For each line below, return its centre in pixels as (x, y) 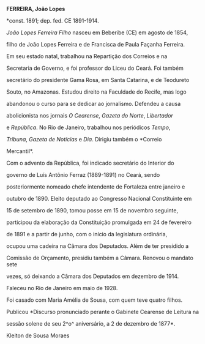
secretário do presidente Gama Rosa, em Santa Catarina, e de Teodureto (98, 80)
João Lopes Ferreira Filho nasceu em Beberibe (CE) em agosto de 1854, (97, 32)
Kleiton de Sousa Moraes (38, 335)
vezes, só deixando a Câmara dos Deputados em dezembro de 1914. (93, 276)
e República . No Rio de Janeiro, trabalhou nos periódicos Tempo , (88, 127)
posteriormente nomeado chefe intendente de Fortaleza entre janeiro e (96, 187)
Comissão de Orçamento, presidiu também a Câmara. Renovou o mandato (100, 258)
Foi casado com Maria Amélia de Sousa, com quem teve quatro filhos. (95, 300)
